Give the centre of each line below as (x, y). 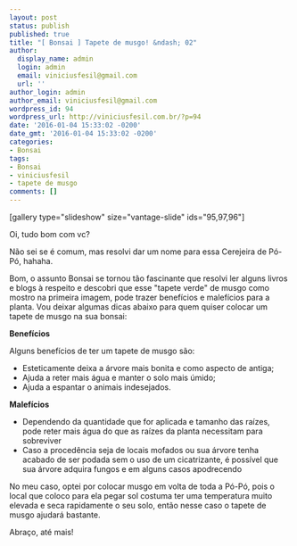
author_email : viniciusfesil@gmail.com (83, 100)
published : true (39, 34)
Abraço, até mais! (41, 532)
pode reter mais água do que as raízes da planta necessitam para (142, 431)
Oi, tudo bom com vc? (50, 234)
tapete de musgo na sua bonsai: (68, 316)
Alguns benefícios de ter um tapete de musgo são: (102, 351)
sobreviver (42, 441)
